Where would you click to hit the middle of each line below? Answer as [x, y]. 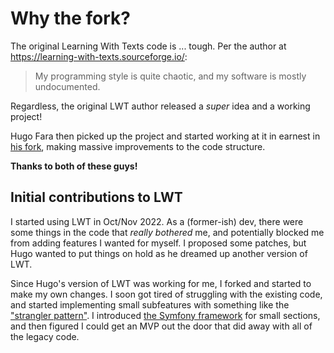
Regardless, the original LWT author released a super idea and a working [160, 106]
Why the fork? [71, 18]
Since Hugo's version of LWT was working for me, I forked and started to [161, 283]
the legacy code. [45, 336]
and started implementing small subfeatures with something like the [150, 304]
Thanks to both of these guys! [74, 166]
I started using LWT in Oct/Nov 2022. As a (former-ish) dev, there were [157, 221]
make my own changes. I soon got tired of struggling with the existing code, [166, 294]
